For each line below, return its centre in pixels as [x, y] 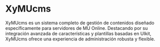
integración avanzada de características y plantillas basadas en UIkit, [78, 33]
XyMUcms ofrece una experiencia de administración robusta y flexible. [80, 39]
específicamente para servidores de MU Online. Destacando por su [76, 28]
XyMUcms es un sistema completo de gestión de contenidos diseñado [80, 23]
